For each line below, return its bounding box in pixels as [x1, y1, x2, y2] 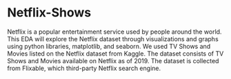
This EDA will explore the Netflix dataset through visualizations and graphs [7, 34, 219, 43]
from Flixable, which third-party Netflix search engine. [7, 64, 161, 72]
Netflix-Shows [7, 5, 92, 21]
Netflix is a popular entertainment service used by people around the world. [7, 27, 222, 36]
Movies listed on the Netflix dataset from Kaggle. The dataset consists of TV [7, 49, 224, 58]
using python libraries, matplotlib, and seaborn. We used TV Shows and [7, 42, 211, 50]
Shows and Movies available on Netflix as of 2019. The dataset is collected [7, 56, 219, 65]
